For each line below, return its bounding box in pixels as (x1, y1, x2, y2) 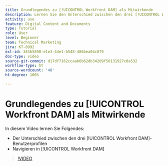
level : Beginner (5, 35, 39, 40)
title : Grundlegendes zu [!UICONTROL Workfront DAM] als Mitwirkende (5, 7, 153, 12)
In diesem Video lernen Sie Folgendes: (5, 125, 84, 131)
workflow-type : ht (5, 63, 43, 68)
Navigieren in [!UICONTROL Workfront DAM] (12, 145, 104, 151)
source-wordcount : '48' (5, 68, 55, 73)
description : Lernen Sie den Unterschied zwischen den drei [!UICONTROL (5, 12, 160, 17)
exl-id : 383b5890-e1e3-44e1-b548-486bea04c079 (5, 49, 104, 54)
